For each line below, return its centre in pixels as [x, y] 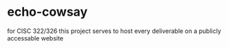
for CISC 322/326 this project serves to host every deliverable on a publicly [114, 31]
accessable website [35, 38]
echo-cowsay [48, 12]
